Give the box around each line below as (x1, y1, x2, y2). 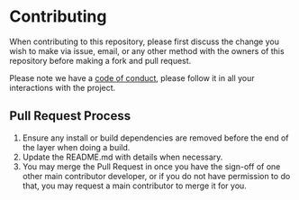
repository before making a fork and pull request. (9, 55, 192, 66)
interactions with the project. (9, 82, 116, 93)
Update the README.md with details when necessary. (22, 151, 223, 162)
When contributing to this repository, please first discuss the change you (9, 36, 279, 47)
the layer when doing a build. (22, 141, 131, 152)
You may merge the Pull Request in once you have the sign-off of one (22, 160, 281, 172)
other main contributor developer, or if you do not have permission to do (22, 170, 291, 181)
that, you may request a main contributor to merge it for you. (22, 180, 248, 191)
